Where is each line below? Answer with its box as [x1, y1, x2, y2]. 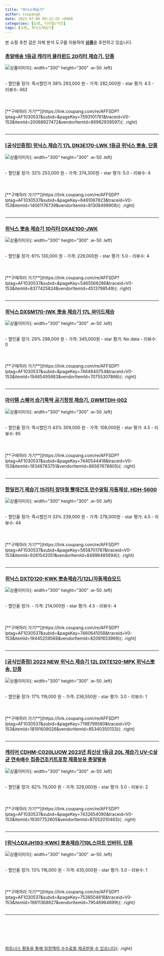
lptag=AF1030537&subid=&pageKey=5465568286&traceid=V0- [5, 280, 133, 286]
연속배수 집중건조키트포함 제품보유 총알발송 [10, 756, 106, 763]
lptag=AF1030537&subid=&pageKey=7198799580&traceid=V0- [5, 721, 132, 727]
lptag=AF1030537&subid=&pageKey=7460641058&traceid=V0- [5, 630, 133, 636]
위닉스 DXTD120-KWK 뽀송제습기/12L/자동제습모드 [5, 575, 121, 582]
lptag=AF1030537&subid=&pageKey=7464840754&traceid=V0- [5, 369, 133, 375]
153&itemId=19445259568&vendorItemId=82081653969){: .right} [5, 635, 137, 641]
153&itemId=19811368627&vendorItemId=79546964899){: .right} [5, 900, 136, 906]
